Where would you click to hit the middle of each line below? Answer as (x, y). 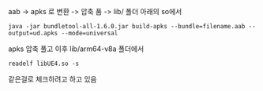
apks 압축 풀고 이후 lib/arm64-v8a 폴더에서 (76, 49)
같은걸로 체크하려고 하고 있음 (53, 79)
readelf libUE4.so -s (44, 64)
